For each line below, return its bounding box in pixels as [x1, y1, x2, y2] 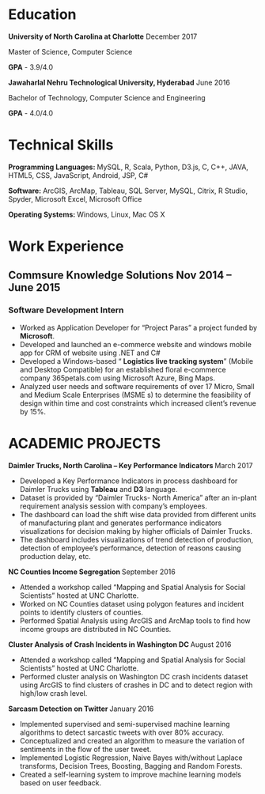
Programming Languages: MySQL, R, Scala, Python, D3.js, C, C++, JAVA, [8, 162, 249, 172]
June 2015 [8, 281, 61, 294]
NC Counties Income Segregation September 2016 [8, 567, 176, 577]
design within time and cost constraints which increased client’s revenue [19, 398, 257, 408]
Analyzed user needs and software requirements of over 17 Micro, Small [19, 381, 255, 391]
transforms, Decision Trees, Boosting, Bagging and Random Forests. [19, 761, 243, 770]
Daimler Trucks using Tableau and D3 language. [19, 484, 178, 493]
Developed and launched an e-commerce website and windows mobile [19, 339, 252, 349]
